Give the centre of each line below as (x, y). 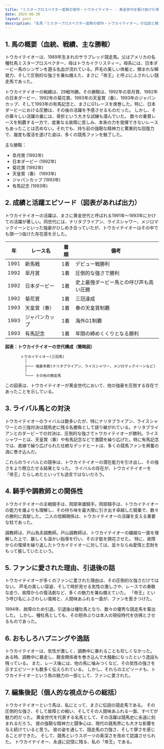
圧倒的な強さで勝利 (97, 273)
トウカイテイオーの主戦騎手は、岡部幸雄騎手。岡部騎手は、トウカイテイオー (82, 504)
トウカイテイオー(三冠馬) (42, 357)
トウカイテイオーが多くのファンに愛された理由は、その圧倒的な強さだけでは (82, 580)
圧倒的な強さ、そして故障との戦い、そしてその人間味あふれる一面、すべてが (82, 711)
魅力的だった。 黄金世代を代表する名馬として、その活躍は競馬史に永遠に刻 (80, 717)
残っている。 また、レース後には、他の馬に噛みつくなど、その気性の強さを (80, 663)
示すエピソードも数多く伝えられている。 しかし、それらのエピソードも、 (78, 669)
